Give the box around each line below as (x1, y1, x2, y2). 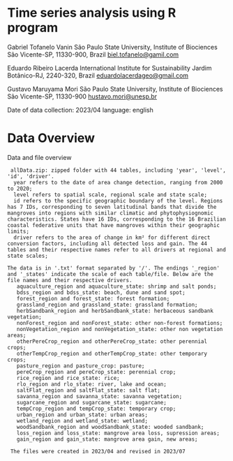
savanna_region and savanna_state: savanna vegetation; (16, 393, 183, 400)
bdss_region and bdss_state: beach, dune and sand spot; (16, 288, 186, 296)
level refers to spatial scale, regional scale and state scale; (13, 191, 208, 198)
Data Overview (7, 131, 96, 146)
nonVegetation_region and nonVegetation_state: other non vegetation (16, 325, 223, 332)
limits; (7, 228, 30, 235)
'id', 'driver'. (7, 173, 54, 180)
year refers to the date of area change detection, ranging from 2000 (13, 179, 223, 186)
